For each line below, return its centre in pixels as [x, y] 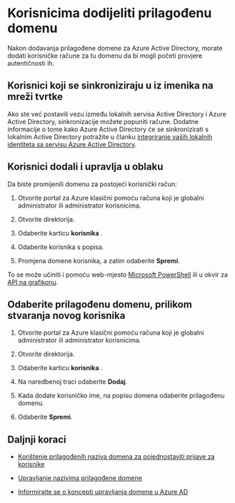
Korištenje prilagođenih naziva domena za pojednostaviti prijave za [116, 457]
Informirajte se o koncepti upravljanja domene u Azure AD [103, 492]
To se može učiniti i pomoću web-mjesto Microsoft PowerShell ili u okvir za [118, 274]
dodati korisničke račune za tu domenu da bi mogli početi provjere [105, 56]
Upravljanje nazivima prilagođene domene [80, 478]
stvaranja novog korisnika [66, 315]
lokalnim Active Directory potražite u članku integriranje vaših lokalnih [110, 136]
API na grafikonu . [33, 282]
